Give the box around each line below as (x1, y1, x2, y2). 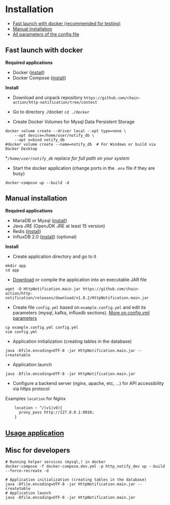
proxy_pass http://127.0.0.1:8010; (18, 410, 95, 415)
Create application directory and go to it (12, 253, 97, 259)
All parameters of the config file (12, 31, 79, 37)
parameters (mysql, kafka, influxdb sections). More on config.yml (12, 309, 150, 316)
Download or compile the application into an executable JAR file (12, 276, 147, 283)
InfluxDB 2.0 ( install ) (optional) (12, 233, 77, 240)
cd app (5, 268, 19, 273)
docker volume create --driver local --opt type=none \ (5, 128, 126, 133)
